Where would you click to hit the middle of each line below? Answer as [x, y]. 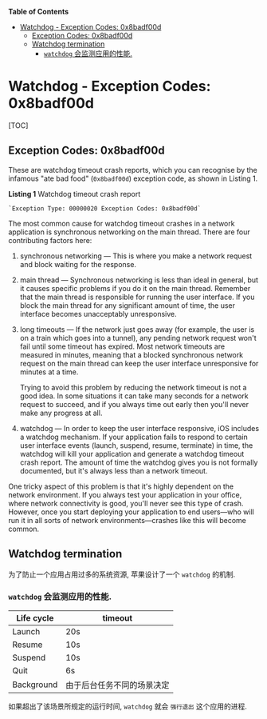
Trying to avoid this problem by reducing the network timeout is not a [133, 387]
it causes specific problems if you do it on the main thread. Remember [135, 288]
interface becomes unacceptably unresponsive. [98, 314]
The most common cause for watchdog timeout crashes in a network [122, 223]
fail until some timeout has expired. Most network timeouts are [122, 346]
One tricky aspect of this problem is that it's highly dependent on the [121, 486]
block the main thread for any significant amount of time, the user [128, 305]
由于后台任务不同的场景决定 [117, 685]
